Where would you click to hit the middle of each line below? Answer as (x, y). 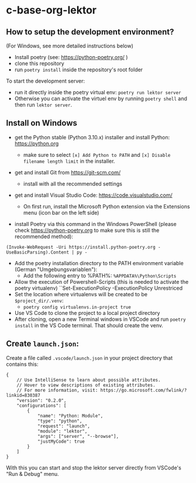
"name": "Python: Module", (70, 416)
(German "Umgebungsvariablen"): (56, 269)
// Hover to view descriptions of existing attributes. (86, 385)
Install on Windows (42, 123)
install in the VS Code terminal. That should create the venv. (89, 325)
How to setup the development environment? (90, 32)
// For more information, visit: (57, 390)
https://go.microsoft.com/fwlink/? (144, 390)
